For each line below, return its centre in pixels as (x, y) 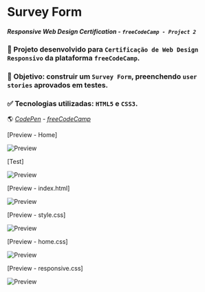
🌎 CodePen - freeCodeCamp (49, 118)
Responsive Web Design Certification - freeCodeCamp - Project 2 (102, 31)
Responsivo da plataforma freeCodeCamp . (74, 58)
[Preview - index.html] (39, 188)
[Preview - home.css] (37, 241)
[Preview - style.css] (36, 215)
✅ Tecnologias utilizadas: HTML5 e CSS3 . (73, 103)
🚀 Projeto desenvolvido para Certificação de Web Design (103, 49)
